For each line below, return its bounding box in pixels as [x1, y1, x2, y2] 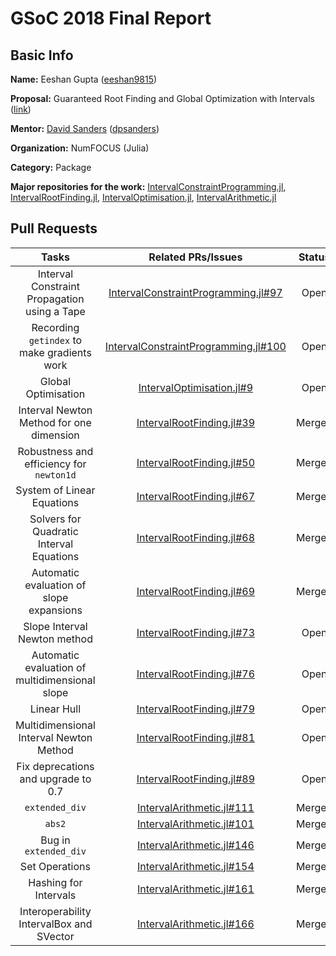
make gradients [18, 345, 92, 359]
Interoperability [19, 904, 92, 918]
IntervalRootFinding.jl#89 [136, 772, 256, 786]
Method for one [18, 415, 92, 429]
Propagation [26, 292, 85, 306]
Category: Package [10, 162, 92, 173]
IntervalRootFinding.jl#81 [136, 730, 256, 744]
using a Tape [24, 304, 86, 318]
